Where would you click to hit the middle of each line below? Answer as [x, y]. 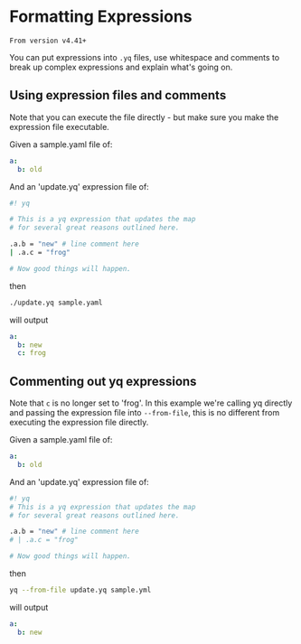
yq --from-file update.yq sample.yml [80, 590]
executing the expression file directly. [79, 423]
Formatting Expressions [101, 17]
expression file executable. [60, 126]
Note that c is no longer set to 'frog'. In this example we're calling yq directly [151, 403]
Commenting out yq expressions [103, 381]
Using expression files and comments [118, 95]
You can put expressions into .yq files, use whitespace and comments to [145, 57]
